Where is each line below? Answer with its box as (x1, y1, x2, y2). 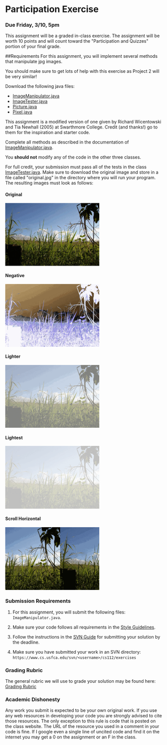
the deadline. (12, 639, 40, 645)
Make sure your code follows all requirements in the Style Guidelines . (12, 624, 156, 630)
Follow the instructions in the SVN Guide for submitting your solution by (12, 634, 160, 640)
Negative (5, 273, 25, 279)
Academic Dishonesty (5, 696, 60, 703)
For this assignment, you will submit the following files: (12, 609, 126, 615)
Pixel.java (12, 109, 33, 115)
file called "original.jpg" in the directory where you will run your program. (5, 175, 156, 181)
